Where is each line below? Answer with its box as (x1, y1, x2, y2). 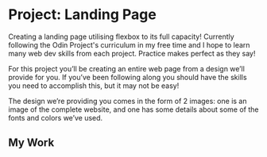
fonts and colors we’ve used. (8, 113, 103, 122)
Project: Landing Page (8, 6, 157, 24)
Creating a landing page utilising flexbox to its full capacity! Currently (8, 32, 234, 41)
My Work (8, 136, 55, 150)
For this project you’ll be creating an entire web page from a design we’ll (8, 63, 245, 73)
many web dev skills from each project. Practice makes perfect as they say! (8, 48, 256, 58)
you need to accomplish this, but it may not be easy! (8, 81, 180, 90)
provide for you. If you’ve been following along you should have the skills (8, 72, 248, 82)
